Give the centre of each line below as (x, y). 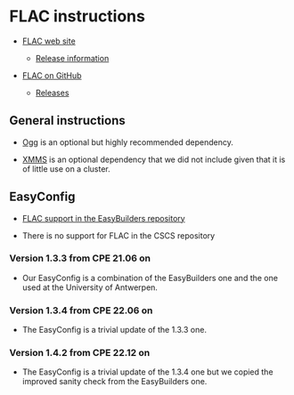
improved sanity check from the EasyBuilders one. (114, 382)
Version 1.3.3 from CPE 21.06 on (80, 258)
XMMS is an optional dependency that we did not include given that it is (154, 159)
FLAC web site (49, 41)
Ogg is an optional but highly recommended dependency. (127, 142)
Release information (72, 58)
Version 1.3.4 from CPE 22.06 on (81, 310)
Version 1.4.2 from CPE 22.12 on (80, 353)
